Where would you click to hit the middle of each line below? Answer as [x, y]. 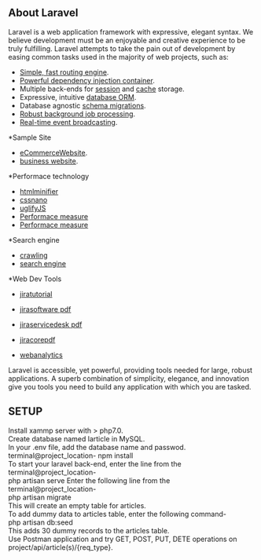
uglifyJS [33, 208]
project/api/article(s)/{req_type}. [61, 547]
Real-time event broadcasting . [68, 122]
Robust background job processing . [77, 114]
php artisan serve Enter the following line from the [89, 480]
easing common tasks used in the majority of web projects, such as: [119, 57]
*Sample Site [30, 137]
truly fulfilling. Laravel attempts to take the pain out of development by [122, 48]
